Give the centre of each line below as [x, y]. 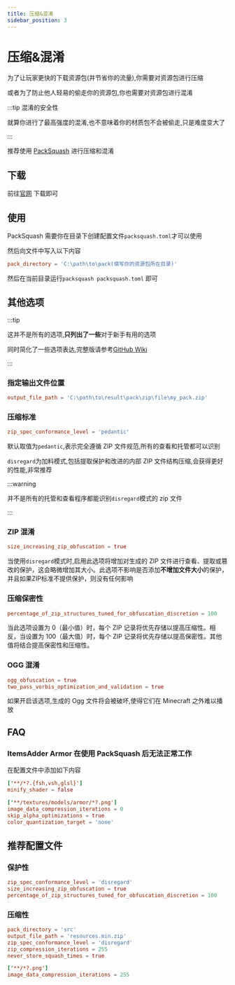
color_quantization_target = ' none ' [60, 822]
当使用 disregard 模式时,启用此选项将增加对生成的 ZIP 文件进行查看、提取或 [114, 561]
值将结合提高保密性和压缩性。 [50, 645]
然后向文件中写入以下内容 [44, 251]
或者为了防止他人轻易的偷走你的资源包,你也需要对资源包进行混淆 [100, 93]
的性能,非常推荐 [30, 470]
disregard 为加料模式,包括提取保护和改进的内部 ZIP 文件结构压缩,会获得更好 [115, 461]
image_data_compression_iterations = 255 [69, 975]
